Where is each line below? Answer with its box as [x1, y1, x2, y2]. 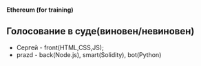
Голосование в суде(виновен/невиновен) [6, 25, 195, 37]
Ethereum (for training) [6, 5, 74, 14]
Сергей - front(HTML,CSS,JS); [16, 43, 104, 52]
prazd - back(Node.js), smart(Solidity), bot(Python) [16, 51, 162, 59]
